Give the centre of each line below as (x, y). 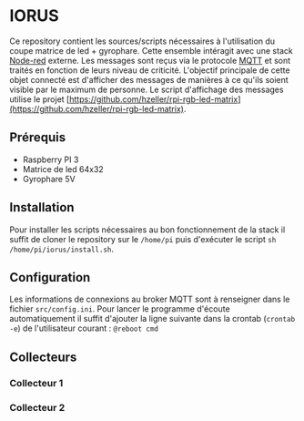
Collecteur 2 (37, 407)
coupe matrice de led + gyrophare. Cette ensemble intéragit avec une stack (151, 50)
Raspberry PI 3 (51, 159)
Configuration (50, 277)
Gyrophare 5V (49, 179)
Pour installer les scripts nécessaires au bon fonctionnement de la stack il (147, 230)
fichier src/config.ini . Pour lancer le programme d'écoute (120, 309)
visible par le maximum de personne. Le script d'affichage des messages (147, 89)
